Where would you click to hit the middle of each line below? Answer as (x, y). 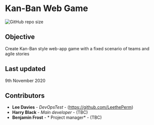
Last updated (25, 69)
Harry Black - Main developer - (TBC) (50, 112)
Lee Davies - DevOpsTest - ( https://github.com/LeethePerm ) (73, 107)
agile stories (17, 54)
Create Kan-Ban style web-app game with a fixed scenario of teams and (77, 48)
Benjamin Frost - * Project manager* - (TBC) (57, 118)
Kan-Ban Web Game (46, 8)
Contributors (25, 95)
